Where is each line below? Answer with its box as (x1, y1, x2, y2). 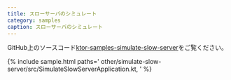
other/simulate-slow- (100, 58, 162, 66)
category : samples (7, 17, 61, 24)
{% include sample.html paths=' (7, 58, 100, 66)
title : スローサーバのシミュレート (7, 10, 97, 18)
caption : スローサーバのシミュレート (7, 23, 104, 30)
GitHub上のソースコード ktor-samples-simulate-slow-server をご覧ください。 (7, 44, 227, 52)
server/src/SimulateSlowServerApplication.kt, (7, 65, 139, 74)
